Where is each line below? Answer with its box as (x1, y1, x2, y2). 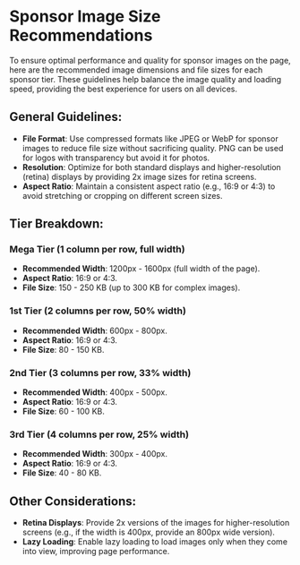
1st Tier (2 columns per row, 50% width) (9, 304, 186, 317)
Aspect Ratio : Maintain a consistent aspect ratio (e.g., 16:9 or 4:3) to (21, 181, 276, 192)
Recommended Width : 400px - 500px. (21, 387, 167, 398)
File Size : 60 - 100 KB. (21, 406, 105, 417)
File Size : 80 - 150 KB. (21, 344, 105, 355)
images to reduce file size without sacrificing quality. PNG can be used (21, 142, 284, 153)
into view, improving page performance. (21, 546, 170, 557)
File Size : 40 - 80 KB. (21, 467, 102, 478)
